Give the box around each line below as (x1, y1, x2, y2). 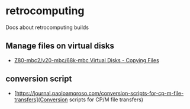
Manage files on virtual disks (5, 41, 115, 51)
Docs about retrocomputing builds (5, 24, 89, 31)
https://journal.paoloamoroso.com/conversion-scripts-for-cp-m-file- (16, 89, 184, 97)
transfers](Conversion (14, 96, 69, 103)
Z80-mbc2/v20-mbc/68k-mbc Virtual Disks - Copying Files (14, 56, 159, 63)
